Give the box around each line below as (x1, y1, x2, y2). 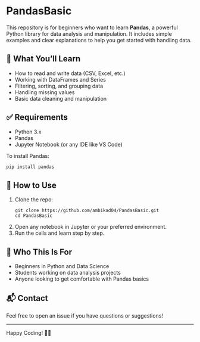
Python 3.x (14, 128, 42, 135)
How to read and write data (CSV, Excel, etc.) (14, 70, 126, 77)
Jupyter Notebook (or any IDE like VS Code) (14, 141, 123, 148)
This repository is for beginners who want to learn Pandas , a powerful (6, 24, 179, 31)
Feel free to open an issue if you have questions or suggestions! (6, 312, 164, 319)
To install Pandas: (6, 152, 49, 159)
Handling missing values (14, 88, 75, 96)
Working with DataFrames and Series (14, 76, 106, 83)
